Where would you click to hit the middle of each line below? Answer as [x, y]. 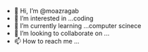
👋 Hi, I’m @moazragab [47, 11]
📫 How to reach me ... [47, 41]
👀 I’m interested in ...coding [54, 18]
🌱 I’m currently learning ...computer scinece [78, 26]
